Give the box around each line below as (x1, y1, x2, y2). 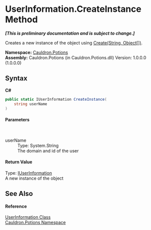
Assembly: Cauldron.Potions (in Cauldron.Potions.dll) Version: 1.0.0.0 (5, 54, 147, 60)
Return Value (5, 159, 33, 165)
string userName (14, 101, 48, 107)
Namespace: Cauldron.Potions (5, 49, 68, 55)
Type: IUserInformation (5, 170, 52, 176)
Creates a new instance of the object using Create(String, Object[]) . (5, 39, 143, 45)
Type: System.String (17, 142, 59, 149)
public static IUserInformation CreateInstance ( (5, 97, 107, 102)
